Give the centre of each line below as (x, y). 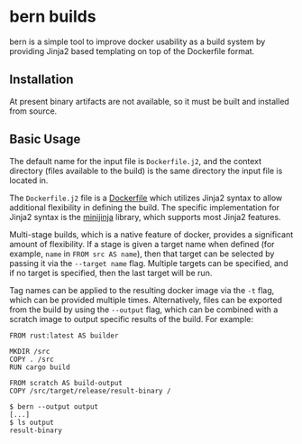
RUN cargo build (40, 367)
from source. (33, 111)
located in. (29, 180)
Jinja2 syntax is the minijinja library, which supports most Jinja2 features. (145, 217)
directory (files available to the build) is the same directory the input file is (146, 171)
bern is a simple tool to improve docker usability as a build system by (137, 42)
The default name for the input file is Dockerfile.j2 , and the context (136, 161)
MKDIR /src (30, 351)
